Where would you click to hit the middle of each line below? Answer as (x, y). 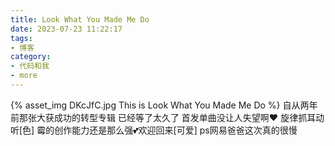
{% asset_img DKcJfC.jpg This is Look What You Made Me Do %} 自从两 (160, 105)
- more (24, 76)
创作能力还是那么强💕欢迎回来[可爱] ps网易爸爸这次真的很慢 (176, 130)
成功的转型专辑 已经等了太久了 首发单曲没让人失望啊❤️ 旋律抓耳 (185, 117)
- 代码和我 (30, 66)
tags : (21, 38)
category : (31, 57)
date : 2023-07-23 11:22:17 (66, 29)
